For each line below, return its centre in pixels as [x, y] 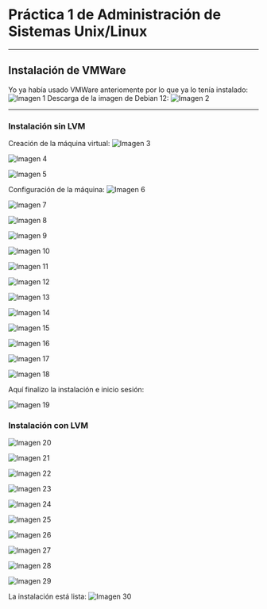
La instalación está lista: [48, 596]
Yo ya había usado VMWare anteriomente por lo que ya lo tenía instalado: [128, 90]
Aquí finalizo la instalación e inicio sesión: [76, 390]
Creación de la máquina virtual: [59, 144]
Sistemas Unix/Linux [78, 31]
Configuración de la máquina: [56, 190]
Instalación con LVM [48, 425]
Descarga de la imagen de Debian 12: [108, 98]
